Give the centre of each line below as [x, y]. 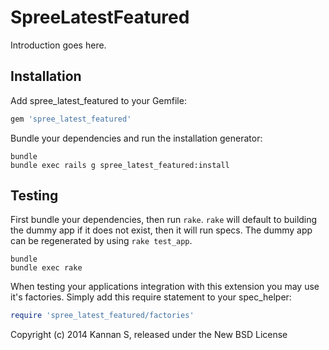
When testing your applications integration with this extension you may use [165, 287]
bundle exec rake [46, 268]
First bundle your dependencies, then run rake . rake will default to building [164, 220]
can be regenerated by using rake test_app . [101, 241]
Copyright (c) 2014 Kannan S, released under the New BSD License [149, 335]
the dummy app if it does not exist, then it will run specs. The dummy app [161, 230]
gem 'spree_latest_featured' [71, 119]
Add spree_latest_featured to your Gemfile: [98, 100]
